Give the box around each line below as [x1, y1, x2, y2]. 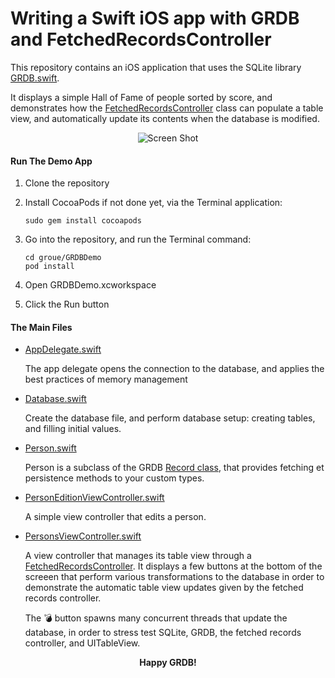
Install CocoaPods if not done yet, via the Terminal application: [24, 197, 283, 209]
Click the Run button [24, 298, 110, 311]
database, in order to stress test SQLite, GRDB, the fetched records [24, 627, 302, 639]
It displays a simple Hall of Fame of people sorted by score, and [10, 91, 273, 103]
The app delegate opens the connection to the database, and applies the [24, 363, 325, 375]
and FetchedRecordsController [10, 28, 272, 51]
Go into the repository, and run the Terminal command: [24, 233, 252, 246]
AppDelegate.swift [24, 343, 102, 356]
